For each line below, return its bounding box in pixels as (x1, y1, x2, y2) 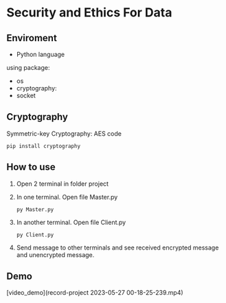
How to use (6, 161, 56, 173)
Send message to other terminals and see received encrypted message (16, 243, 219, 252)
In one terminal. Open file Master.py (16, 193, 118, 201)
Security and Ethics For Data (6, 5, 172, 21)
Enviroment (6, 32, 58, 44)
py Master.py (16, 206, 54, 213)
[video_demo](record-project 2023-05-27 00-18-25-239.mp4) (6, 289, 183, 297)
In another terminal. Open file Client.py (16, 218, 126, 226)
